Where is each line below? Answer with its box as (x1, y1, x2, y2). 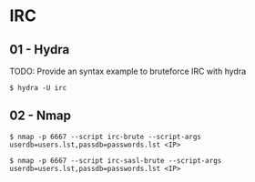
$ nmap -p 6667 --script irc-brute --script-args (9, 132, 202, 141)
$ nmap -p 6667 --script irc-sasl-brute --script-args (9, 156, 222, 165)
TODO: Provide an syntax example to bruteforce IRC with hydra (9, 66, 247, 76)
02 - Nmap (9, 108, 71, 124)
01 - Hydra (9, 42, 70, 57)
